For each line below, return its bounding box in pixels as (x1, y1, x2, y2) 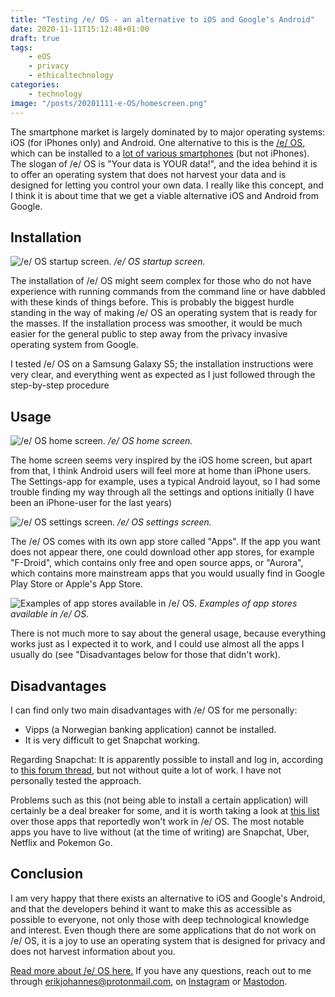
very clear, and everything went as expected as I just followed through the (10, 369, 316, 381)
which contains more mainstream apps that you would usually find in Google (10, 567, 325, 580)
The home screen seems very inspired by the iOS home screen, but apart (10, 454, 313, 466)
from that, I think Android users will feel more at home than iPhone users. (10, 465, 312, 477)
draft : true (10, 33, 60, 43)
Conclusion (10, 866, 84, 883)
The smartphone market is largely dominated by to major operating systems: (10, 126, 326, 138)
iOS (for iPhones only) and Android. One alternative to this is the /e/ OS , (10, 136, 306, 148)
